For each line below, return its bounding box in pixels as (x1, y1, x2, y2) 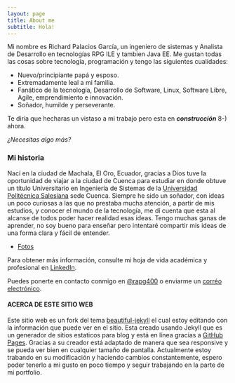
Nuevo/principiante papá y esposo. (17, 71, 119, 79)
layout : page (7, 10, 46, 18)
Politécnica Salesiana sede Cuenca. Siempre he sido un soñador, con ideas (7, 191, 224, 200)
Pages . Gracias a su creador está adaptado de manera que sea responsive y (7, 338, 229, 347)
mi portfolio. (7, 368, 42, 376)
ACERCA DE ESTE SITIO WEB (7, 300, 93, 309)
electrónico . (7, 284, 42, 293)
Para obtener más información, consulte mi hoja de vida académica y (7, 255, 208, 264)
